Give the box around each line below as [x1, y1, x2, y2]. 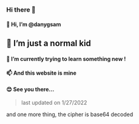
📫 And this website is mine [6, 69, 77, 77]
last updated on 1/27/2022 [21, 99, 87, 106]
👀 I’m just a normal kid [6, 38, 91, 48]
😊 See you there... [6, 85, 55, 93]
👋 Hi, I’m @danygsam [6, 21, 61, 28]
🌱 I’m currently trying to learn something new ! [6, 55, 126, 63]
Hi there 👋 [6, 5, 36, 14]
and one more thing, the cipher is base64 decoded [6, 111, 134, 118]
